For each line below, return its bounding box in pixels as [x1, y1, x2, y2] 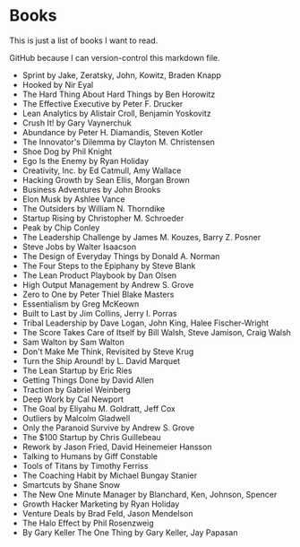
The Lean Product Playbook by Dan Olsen [21, 270, 177, 281]
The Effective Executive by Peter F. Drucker [21, 98, 184, 109]
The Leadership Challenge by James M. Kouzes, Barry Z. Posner [21, 231, 261, 242]
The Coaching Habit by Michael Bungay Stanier [21, 470, 198, 481]
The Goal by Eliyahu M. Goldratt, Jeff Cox [21, 403, 176, 413]
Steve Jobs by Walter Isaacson [21, 241, 137, 252]
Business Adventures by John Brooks [21, 184, 161, 195]
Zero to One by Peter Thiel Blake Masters [21, 289, 175, 300]
